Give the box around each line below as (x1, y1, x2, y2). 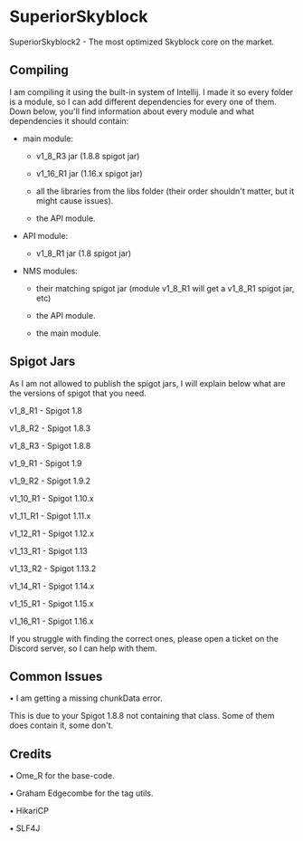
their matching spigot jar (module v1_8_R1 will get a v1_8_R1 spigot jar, (35, 282, 295, 293)
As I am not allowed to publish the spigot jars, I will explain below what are (9, 377, 286, 388)
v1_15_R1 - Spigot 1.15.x (9, 597, 94, 608)
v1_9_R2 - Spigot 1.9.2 (9, 475, 91, 486)
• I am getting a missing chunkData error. (9, 693, 163, 703)
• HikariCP (9, 806, 50, 817)
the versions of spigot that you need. (9, 387, 147, 398)
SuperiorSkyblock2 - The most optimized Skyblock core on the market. (9, 36, 275, 47)
